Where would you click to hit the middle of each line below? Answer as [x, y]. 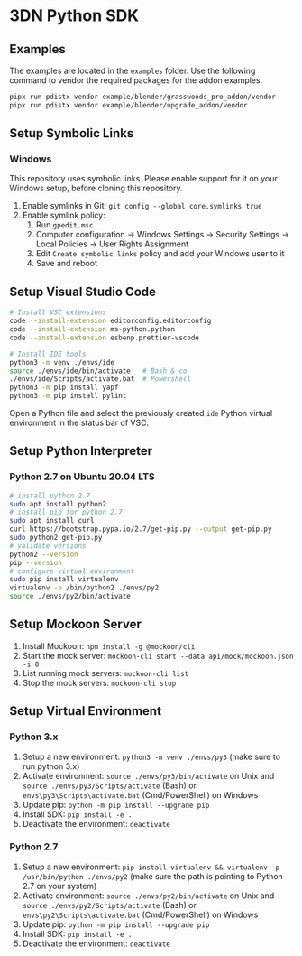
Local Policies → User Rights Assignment [112, 244]
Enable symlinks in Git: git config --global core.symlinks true [142, 206]
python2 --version [44, 554]
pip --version [36, 562]
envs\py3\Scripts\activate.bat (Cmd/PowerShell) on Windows [140, 794]
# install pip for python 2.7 [66, 512]
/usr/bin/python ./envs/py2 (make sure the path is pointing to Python [153, 876]
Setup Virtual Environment [86, 711]
